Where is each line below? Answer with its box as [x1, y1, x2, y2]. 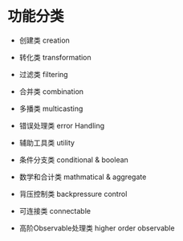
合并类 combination [18, 86, 84, 96]
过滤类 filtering [18, 69, 69, 79]
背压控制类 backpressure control [18, 189, 128, 198]
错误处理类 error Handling [18, 120, 105, 130]
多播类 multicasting [18, 104, 83, 113]
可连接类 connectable [18, 206, 91, 215]
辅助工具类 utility [18, 137, 75, 147]
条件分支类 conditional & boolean [18, 154, 129, 165]
